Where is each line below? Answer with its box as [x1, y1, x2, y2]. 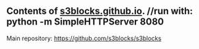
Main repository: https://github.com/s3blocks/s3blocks [6, 34, 162, 42]
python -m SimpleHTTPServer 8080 [6, 16, 164, 28]
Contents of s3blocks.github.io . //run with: [6, 5, 193, 17]
